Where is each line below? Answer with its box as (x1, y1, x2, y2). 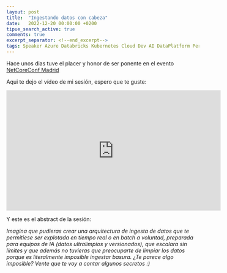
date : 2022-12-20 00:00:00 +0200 (6, 20, 97, 26)
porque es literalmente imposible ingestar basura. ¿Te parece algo (6, 253, 174, 260)
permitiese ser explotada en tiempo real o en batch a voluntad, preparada (6, 233, 194, 241)
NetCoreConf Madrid (6, 66, 59, 73)
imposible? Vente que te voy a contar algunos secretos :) (6, 260, 151, 267)
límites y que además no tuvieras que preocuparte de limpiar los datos (6, 247, 185, 254)
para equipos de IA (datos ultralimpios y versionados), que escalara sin (6, 240, 188, 247)
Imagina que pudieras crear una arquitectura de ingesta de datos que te (6, 227, 190, 235)
